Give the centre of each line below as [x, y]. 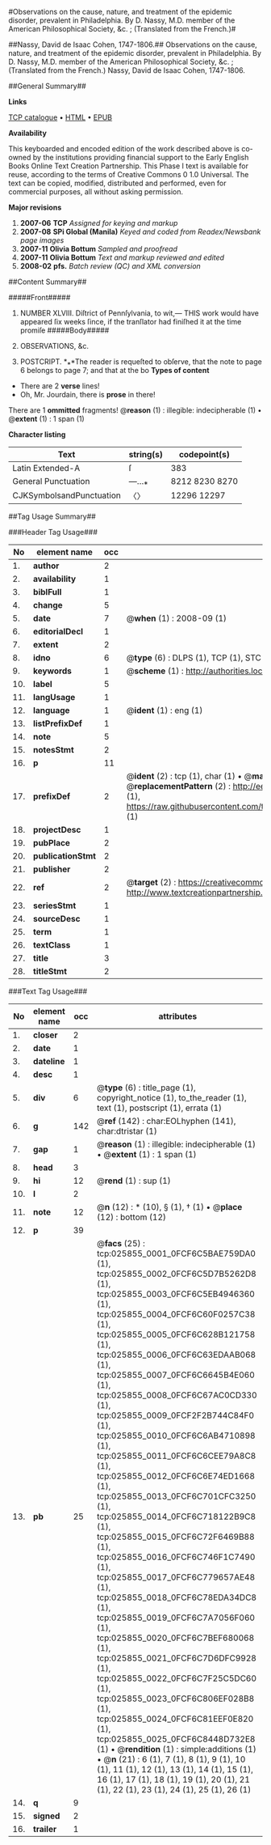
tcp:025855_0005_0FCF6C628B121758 [176, 1334]
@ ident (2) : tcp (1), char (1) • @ [189, 776]
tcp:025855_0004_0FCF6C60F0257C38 [176, 1314]
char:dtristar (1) [127, 1131]
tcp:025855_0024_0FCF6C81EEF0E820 [175, 1719]
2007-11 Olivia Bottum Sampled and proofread [99, 249]
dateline [49, 1061]
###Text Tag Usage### [48, 991]
